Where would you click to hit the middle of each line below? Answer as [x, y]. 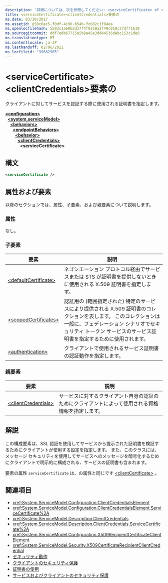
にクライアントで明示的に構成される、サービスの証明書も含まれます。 [77, 462]
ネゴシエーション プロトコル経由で [105, 269]
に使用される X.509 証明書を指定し [105, 284]
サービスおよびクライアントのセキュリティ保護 [60, 575]
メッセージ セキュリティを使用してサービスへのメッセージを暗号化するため [82, 456]
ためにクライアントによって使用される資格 [108, 403]
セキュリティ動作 [30, 557]
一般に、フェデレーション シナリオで [107, 323]
